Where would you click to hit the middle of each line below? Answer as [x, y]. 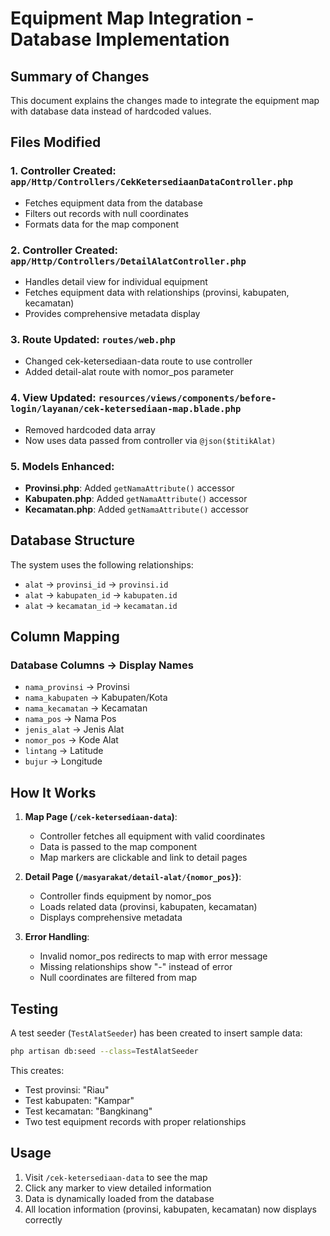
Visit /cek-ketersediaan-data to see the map [116, 1177]
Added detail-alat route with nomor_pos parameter [129, 372]
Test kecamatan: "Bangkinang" [88, 1111]
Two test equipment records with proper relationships [135, 1121]
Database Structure [72, 540]
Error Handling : [57, 937]
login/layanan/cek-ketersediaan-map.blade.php [126, 409]
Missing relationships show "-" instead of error [136, 967]
